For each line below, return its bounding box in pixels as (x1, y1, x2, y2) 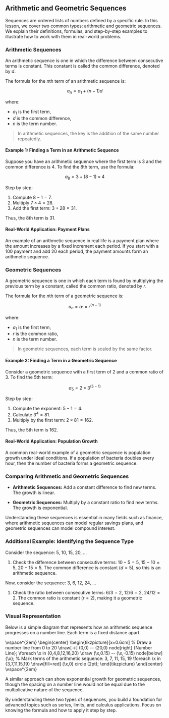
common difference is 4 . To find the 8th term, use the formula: (5, 163, 135, 170)
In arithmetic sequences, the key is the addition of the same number (17, 130, 159, 136)
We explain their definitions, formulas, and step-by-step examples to (5, 28, 148, 34)
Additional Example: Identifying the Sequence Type (5, 538, 134, 545)
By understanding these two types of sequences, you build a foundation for (5, 696, 162, 702)
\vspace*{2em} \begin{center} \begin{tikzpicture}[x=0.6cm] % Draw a (5, 639, 152, 645)
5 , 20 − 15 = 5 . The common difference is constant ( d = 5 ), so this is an (12, 565, 161, 571)
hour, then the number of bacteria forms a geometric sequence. (5, 460, 138, 466)
